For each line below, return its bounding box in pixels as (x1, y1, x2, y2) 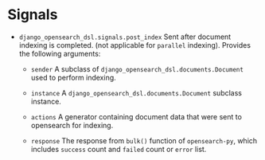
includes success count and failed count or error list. (30, 144, 207, 154)
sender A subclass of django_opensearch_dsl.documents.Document (30, 64, 244, 73)
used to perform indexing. (30, 72, 116, 82)
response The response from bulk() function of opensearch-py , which (30, 135, 258, 145)
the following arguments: (18, 49, 101, 58)
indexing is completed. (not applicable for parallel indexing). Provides (18, 40, 251, 49)
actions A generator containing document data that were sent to (30, 111, 242, 121)
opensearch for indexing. (30, 120, 114, 130)
